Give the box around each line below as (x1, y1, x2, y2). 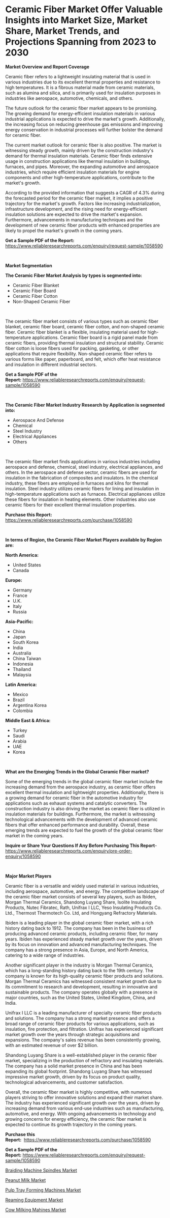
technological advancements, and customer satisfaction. (5, 1079, 124, 1085)
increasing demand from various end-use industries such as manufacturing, (5, 1105, 164, 1111)
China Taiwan (12, 655, 42, 661)
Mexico (12, 691, 28, 697)
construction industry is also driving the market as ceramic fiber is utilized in (5, 805, 165, 811)
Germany (12, 587, 32, 593)
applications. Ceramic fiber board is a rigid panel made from (32, 334, 158, 341)
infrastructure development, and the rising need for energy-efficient (5, 206, 147, 212)
